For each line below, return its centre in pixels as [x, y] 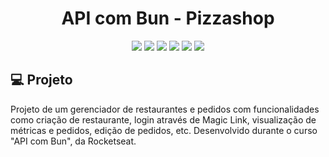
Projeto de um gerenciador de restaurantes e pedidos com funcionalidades [165, 109]
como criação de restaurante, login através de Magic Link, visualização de [163, 119]
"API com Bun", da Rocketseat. [73, 141]
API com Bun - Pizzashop [168, 18]
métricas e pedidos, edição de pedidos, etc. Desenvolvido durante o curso [164, 130]
